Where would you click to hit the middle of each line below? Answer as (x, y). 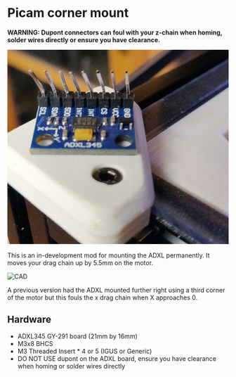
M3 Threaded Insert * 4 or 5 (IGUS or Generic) (85, 351)
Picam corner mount (68, 13)
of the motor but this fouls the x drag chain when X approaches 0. (103, 298)
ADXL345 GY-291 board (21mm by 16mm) (78, 336)
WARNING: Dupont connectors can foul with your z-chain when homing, (115, 32)
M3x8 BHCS (35, 344)
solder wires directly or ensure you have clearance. (84, 39)
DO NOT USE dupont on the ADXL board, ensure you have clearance (117, 359)
